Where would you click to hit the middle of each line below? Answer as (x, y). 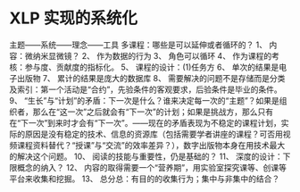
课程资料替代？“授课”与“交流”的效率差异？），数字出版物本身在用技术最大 (151, 145)
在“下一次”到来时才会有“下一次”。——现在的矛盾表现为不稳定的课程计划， (145, 122)
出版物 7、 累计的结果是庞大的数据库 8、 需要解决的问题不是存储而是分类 (151, 78)
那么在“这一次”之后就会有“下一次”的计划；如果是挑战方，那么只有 (153, 112)
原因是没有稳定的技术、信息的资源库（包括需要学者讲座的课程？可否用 (154, 134)
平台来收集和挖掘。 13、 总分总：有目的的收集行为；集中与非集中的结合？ (145, 179)
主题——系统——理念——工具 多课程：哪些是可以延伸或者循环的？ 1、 (138, 45)
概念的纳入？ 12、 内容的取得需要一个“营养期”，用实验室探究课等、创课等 (152, 167)
